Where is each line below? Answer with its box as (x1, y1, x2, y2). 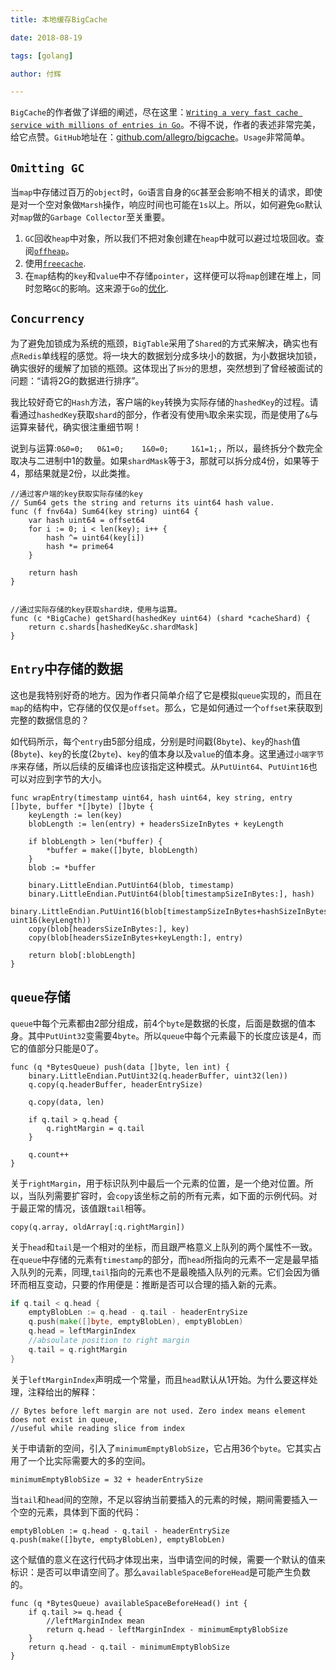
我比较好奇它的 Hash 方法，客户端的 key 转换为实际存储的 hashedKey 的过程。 (10, 396, 310, 408)
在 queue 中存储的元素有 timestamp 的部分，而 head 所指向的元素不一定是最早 (10, 1253, 310, 1265)
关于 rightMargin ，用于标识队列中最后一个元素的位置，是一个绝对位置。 (10, 1177, 305, 1189)
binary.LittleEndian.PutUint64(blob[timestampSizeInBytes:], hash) (28, 889, 315, 899)
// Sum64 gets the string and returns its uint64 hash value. (10, 497, 275, 508)
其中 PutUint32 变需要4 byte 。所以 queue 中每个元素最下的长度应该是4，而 (27, 1029, 322, 1041)
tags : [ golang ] (10, 51, 74, 61)
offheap (33, 247, 66, 257)
